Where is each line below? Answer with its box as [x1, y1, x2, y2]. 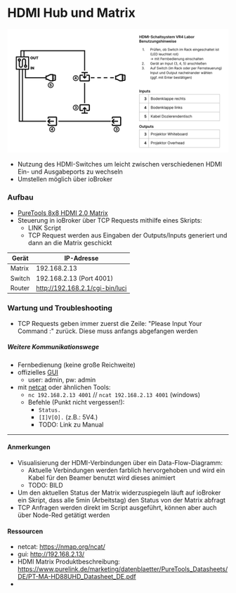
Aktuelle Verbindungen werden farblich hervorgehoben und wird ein [27, 466, 225, 474]
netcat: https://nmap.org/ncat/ [17, 542, 105, 551]
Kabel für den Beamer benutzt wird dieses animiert [27, 473, 176, 482]
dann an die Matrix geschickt [27, 238, 112, 247]
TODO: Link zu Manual [38, 420, 104, 429]
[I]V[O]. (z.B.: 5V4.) [38, 412, 98, 421]
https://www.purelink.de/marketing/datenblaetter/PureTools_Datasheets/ [17, 565, 228, 573]
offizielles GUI [17, 367, 58, 377]
